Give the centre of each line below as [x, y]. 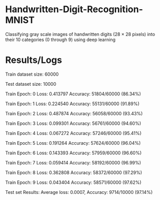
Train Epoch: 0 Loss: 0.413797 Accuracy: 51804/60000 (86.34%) [73, 94]
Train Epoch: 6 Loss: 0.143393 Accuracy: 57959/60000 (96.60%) [73, 153]
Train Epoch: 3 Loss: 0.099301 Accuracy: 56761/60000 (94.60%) [73, 123]
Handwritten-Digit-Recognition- [74, 9]
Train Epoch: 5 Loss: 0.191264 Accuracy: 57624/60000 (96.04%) [73, 143]
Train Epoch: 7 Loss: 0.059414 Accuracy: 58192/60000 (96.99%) [73, 162]
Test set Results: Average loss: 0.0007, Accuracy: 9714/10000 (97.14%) [79, 192]
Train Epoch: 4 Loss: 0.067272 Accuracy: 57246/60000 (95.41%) [73, 133]
